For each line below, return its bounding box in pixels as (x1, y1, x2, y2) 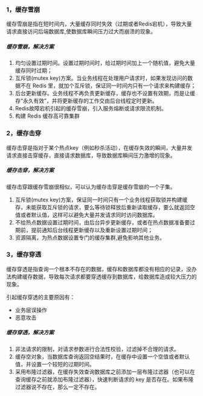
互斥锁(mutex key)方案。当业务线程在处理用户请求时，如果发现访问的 (14, 75, 188, 82)
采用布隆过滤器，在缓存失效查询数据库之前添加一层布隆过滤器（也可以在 (14, 368, 195, 375)
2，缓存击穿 (6, 129, 42, 138)
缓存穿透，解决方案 (6, 329, 54, 336)
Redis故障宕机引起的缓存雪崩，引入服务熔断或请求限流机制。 (14, 105, 167, 112)
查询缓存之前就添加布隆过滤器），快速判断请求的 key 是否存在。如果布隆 (14, 375, 194, 383)
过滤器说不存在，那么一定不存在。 (14, 383, 100, 391)
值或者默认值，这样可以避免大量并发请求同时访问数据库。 (14, 211, 158, 218)
